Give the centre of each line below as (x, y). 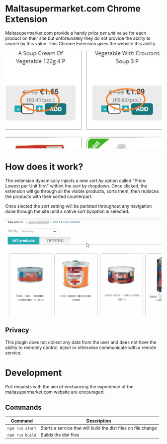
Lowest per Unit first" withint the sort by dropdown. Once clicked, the (76, 186)
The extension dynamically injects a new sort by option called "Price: (76, 180)
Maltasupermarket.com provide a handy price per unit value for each (76, 33)
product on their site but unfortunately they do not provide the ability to (78, 38)
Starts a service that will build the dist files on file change (99, 428)
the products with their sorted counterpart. (49, 196)
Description (99, 421)
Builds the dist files (60, 435)
